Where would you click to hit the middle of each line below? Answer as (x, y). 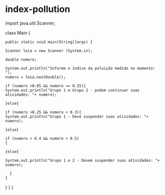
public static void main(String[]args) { (49, 42)
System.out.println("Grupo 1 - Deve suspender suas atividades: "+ (77, 116)
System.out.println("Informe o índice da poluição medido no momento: (80, 68)
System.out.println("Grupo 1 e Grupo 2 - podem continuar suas (72, 90)
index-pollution (38, 9)
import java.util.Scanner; (30, 23)
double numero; (21, 59)
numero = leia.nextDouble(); (35, 77)
